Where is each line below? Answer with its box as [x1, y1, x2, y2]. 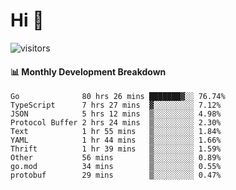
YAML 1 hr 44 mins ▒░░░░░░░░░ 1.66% [10, 135, 222, 146]
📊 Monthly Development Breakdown [10, 65, 167, 78]
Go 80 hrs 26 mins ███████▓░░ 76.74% [10, 92, 226, 102]
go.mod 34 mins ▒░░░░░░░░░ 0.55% [10, 162, 222, 172]
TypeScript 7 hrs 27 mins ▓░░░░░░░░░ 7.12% [10, 100, 222, 111]
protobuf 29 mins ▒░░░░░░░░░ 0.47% [10, 170, 222, 181]
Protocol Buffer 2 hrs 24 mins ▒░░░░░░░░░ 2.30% [10, 118, 222, 128]
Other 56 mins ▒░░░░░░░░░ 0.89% [10, 153, 222, 163]
